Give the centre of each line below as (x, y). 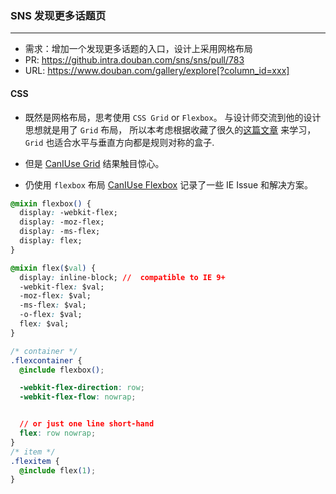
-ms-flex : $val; (53, 305)
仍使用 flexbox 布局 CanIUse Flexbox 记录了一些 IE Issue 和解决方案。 (169, 184)
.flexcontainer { (46, 360)
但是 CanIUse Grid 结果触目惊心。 (94, 163)
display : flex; (51, 241)
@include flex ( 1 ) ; (58, 470)
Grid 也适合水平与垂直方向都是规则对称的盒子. (119, 142)
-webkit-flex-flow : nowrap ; (78, 397)
